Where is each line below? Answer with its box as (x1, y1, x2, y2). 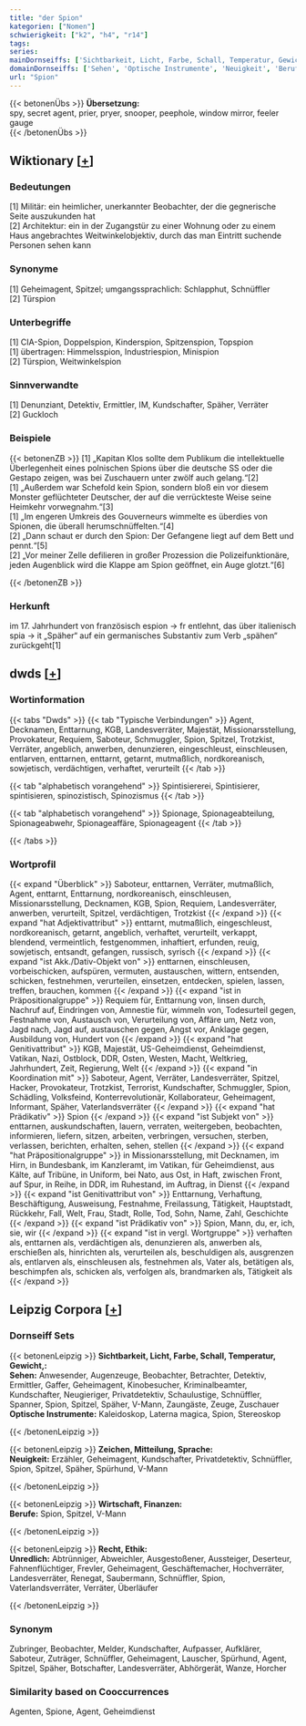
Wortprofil (9, 858, 56, 871)
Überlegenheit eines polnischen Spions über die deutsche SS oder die (9, 462, 273, 473)
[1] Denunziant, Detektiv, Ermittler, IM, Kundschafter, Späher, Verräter (9, 399, 269, 410)
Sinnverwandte (9, 378, 79, 391)
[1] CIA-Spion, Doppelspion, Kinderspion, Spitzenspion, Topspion (9, 336, 253, 347)
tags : (9, 38, 30, 48)
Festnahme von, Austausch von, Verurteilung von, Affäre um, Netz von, (9, 1014, 276, 1025)
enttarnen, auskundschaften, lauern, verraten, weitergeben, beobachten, (9, 1121, 282, 1132)
